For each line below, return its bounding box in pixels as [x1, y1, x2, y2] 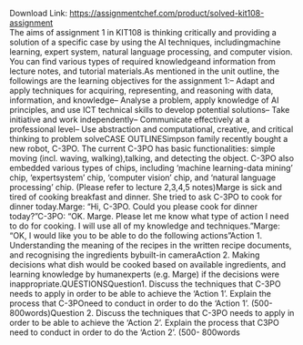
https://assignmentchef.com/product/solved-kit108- [69, 8, 265, 18]
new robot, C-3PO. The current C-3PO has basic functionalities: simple [9, 143, 276, 154]
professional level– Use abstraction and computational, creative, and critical [9, 124, 294, 135]
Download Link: [9, 8, 68, 18]
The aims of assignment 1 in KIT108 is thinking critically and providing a [9, 27, 278, 37]
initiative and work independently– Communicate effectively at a [9, 114, 250, 125]
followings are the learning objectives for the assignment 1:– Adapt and [9, 76, 276, 86]
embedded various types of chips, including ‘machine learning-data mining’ [9, 163, 293, 173]
